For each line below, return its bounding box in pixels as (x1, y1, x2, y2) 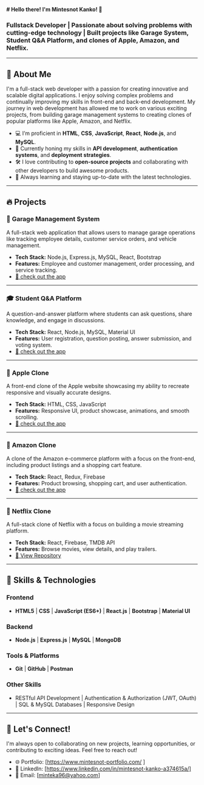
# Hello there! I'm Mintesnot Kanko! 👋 (6, 6, 103, 13)
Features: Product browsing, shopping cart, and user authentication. (15, 479, 187, 486)
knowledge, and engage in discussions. (6, 317, 106, 324)
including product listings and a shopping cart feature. (6, 461, 142, 468)
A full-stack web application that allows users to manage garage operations (6, 229, 195, 236)
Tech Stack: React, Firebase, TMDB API (15, 539, 115, 546)
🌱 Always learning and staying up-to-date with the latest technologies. (15, 173, 191, 181)
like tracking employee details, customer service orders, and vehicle (6, 235, 177, 243)
